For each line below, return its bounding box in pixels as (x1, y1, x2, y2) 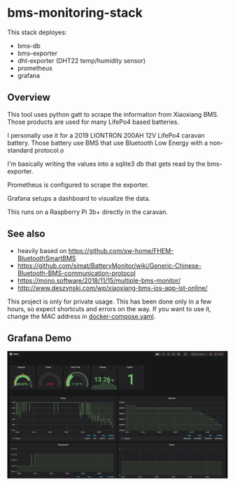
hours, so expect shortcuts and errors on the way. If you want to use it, (7, 304, 212, 313)
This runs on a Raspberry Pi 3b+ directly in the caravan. (7, 208, 169, 216)
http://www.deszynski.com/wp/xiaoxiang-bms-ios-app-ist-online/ (17, 283, 208, 292)
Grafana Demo (7, 332, 72, 344)
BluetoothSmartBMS (17, 254, 76, 262)
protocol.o (34, 145, 64, 155)
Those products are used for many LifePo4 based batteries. (7, 117, 180, 126)
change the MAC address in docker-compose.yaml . (7, 312, 156, 320)
